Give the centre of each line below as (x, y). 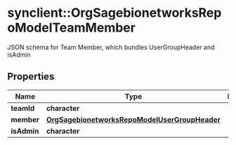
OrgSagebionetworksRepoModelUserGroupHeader (133, 119)
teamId (23, 108)
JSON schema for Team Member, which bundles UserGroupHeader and (111, 47)
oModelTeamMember (71, 28)
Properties (31, 77)
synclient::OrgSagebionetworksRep (114, 13)
